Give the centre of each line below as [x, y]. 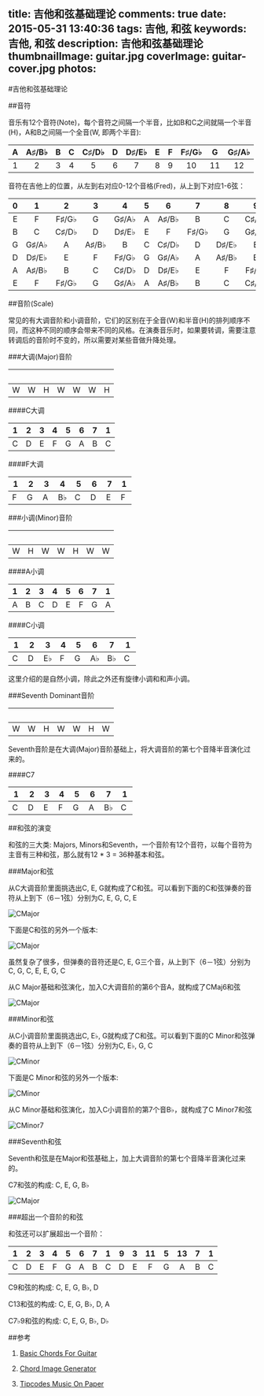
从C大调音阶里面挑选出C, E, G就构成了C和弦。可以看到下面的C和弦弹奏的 [126, 888]
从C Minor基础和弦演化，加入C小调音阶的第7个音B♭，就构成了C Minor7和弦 [130, 1109]
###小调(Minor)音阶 [40, 518]
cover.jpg [32, 69]
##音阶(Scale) [31, 303]
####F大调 [26, 464]
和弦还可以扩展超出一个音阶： [56, 1233]
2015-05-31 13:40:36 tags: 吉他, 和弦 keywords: [128, 29]
